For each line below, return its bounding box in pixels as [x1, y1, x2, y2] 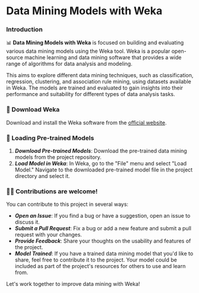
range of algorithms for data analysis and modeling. [6, 60, 132, 68]
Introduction [6, 26, 43, 34]
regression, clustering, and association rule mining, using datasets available [6, 78, 191, 85]
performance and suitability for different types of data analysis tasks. [6, 91, 175, 98]
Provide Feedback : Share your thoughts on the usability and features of [14, 237, 191, 244]
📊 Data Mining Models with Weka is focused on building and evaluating [6, 39, 184, 46]
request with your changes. [14, 231, 82, 238]
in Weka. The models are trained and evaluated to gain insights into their [6, 84, 183, 91]
